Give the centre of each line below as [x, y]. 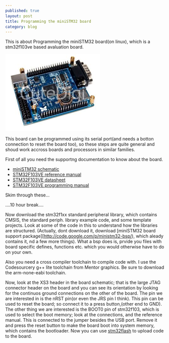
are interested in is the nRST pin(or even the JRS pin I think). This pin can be [84, 299]
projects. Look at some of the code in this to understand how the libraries [81, 225]
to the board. [19, 336]
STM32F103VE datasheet [39, 180]
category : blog [21, 27]
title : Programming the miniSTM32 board [48, 21]
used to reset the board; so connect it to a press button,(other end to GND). [84, 304]
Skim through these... [27, 195]
